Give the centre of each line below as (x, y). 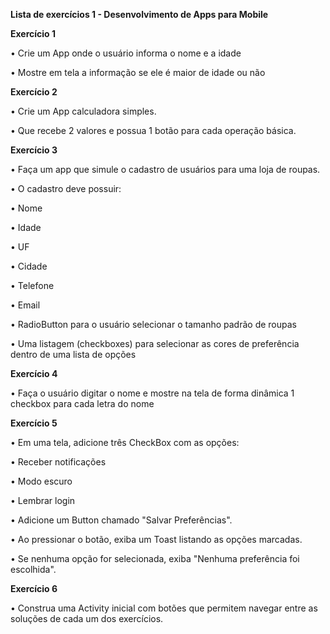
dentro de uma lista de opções (73, 354)
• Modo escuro (41, 481)
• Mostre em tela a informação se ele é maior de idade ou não (138, 72)
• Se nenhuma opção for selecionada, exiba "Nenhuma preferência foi (155, 558)
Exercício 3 (34, 150)
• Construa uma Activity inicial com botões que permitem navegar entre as (164, 608)
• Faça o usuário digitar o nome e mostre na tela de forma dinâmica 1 (152, 393)
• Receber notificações (58, 462)
